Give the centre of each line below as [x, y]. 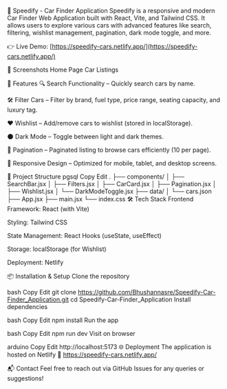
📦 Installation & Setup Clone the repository [68, 276]
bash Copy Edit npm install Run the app [63, 320]
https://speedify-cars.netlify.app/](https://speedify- [125, 46]
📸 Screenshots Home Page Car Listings [63, 70]
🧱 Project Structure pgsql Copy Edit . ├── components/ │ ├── [96, 177]
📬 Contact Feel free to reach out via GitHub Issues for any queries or [106, 368]
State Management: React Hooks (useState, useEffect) [84, 236]
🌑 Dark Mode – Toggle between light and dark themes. [85, 137]
